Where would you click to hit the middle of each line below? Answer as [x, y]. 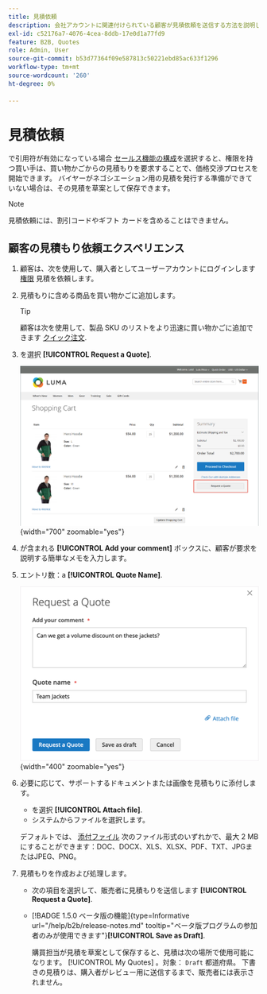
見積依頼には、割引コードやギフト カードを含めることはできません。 [120, 220]
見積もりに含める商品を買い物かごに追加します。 [100, 296]
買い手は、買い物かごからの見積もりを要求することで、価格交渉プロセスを [137, 168]
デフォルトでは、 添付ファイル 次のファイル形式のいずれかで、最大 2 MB [139, 837]
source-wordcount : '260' [49, 75]
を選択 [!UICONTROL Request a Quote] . [86, 354]
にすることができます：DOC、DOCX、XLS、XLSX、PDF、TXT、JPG [133, 847]
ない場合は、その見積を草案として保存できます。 [95, 188]
